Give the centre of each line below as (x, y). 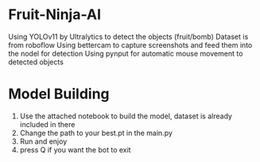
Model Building (59, 94)
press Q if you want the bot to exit (75, 149)
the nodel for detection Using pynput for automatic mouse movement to (126, 53)
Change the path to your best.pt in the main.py (96, 133)
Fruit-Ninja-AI (55, 15)
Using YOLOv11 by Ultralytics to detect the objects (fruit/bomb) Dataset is (128, 37)
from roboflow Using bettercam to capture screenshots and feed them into (130, 44)
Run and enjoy (43, 141)
